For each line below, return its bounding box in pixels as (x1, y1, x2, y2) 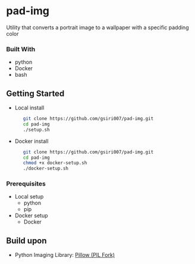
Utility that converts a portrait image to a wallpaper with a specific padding (6, 24, 189, 31)
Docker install (14, 137, 49, 144)
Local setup (14, 193, 44, 200)
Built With (6, 45, 36, 53)
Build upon (6, 235, 47, 246)
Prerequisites (6, 180, 46, 188)
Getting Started (6, 88, 65, 99)
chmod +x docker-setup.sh (23, 160, 87, 166)
